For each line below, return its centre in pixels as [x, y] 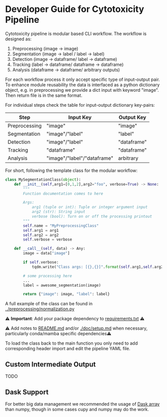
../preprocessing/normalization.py [40, 309]
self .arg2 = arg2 [41, 235]
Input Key [80, 117]
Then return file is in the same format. [44, 95]
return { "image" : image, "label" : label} [67, 294]
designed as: [18, 39]
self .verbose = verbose [47, 240]
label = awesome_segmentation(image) [62, 285]
